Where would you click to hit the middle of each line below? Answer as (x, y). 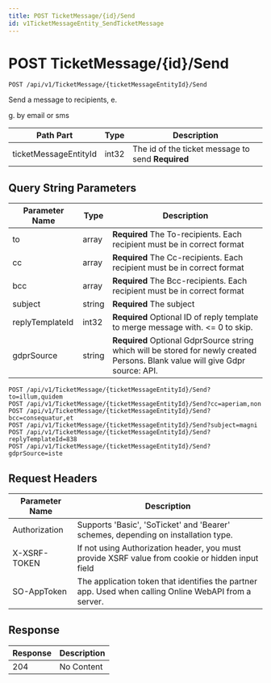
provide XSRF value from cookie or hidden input (168, 559)
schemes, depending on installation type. (155, 535)
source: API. (135, 371)
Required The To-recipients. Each (177, 234)
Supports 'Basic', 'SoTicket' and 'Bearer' (154, 525)
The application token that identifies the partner (167, 581)
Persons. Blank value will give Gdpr (179, 360)
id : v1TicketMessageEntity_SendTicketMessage (86, 23)
